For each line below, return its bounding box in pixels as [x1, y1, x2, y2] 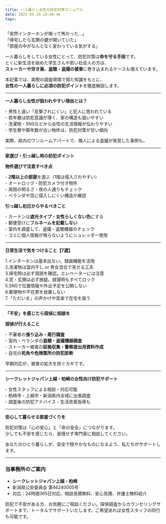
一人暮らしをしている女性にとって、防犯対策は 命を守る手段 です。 [5, 54, 138, 60]
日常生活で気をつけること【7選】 [5, 248, 73, 254]
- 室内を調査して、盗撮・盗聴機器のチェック [5, 226, 95, 232]
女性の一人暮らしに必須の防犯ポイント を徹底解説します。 [5, 83, 122, 89]
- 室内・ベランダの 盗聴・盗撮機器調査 [5, 338, 83, 344]
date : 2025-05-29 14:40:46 [5, 12, 61, 17]
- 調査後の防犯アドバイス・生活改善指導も [5, 399, 90, 405]
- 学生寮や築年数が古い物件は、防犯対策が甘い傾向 [5, 127, 108, 133]
